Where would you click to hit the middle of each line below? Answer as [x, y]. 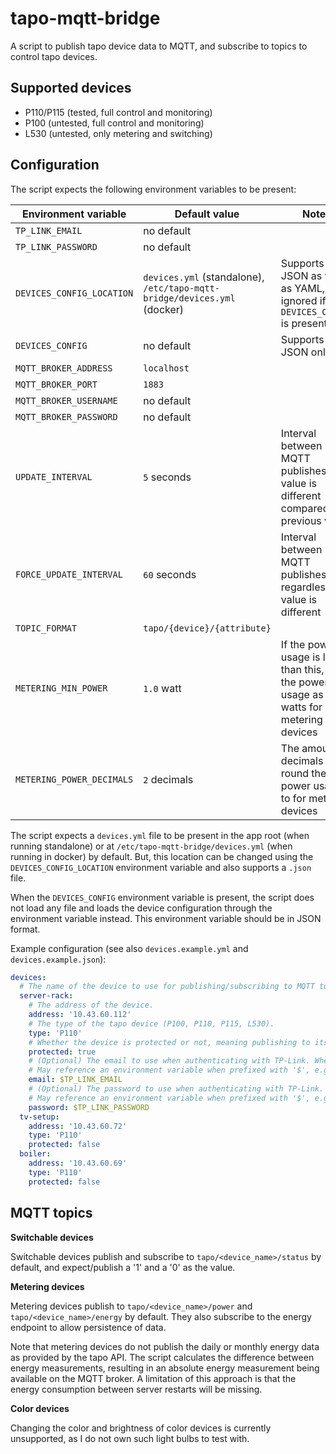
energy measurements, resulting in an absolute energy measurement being [165, 1368]
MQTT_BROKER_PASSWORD [66, 416]
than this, [302, 669]
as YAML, [303, 288]
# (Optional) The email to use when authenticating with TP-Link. [169, 1061]
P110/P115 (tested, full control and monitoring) [118, 112]
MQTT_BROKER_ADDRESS [64, 368]
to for [293, 798]
